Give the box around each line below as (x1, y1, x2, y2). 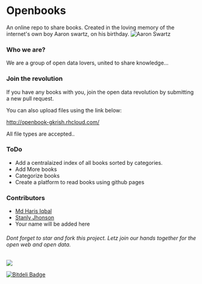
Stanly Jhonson (15, 214, 55, 221)
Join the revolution (6, 74, 63, 83)
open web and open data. (6, 241, 71, 248)
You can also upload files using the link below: (6, 106, 123, 114)
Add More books (15, 165, 58, 173)
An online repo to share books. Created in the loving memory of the (6, 24, 175, 31)
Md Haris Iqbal (15, 207, 52, 215)
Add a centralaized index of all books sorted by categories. (15, 159, 163, 166)
